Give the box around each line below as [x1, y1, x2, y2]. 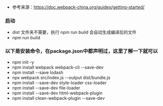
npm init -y [12, 59, 34, 65]
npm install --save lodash [12, 69, 63, 75]
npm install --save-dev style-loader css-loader [12, 79, 107, 86]
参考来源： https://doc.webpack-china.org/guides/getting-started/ [12, 4, 145, 10]
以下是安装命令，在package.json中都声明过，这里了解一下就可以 [5, 48, 158, 55]
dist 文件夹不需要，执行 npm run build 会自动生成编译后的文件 [12, 30, 137, 35]
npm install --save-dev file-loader [12, 85, 81, 91]
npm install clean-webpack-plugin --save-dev [12, 95, 105, 101]
